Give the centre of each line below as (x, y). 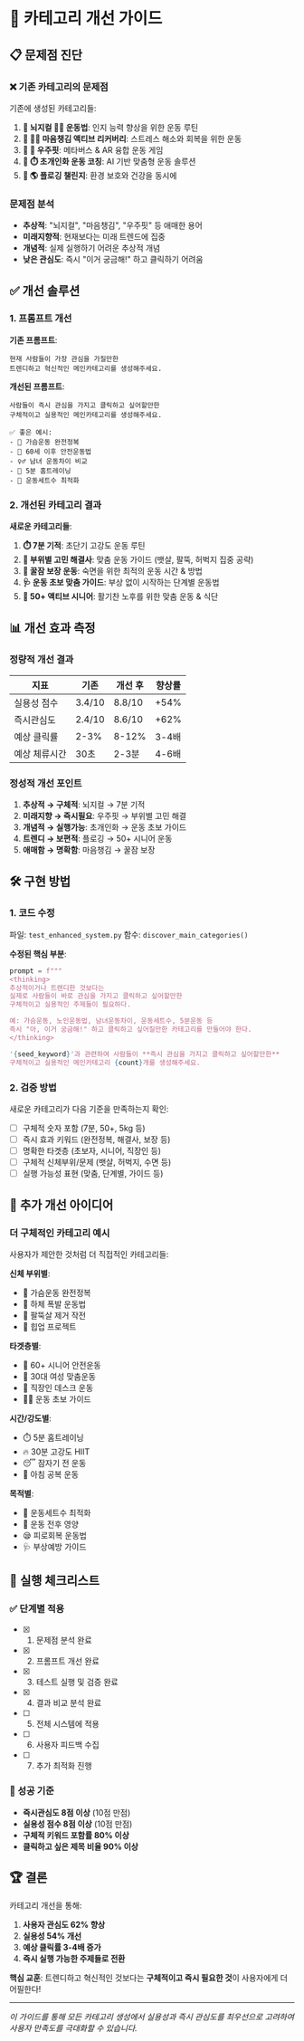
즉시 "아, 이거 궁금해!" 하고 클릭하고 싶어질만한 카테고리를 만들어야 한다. (131, 1030)
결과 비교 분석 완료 (69, 1702)
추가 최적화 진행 (64, 1765)
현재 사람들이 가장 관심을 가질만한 (64, 358)
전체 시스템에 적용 (67, 1723)
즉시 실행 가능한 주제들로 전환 (74, 1958)
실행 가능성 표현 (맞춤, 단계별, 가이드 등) (93, 1174)
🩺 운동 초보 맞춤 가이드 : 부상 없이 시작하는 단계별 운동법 (121, 582)
